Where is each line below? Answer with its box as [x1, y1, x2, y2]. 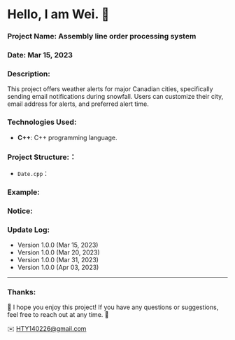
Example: [7, 187, 40, 197]
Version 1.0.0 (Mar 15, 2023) [17, 241, 99, 250]
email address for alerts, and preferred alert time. [7, 100, 149, 108]
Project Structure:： [7, 152, 77, 162]
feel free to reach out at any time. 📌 [7, 311, 109, 319]
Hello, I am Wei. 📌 [7, 6, 110, 22]
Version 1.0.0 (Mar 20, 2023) [17, 248, 100, 257]
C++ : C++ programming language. [17, 133, 117, 142]
